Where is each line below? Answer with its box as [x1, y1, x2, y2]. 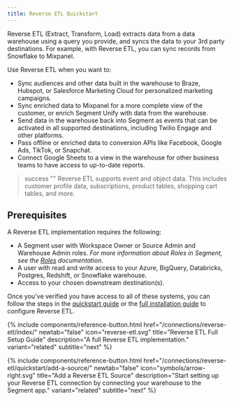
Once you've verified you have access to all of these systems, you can [7, 292, 211, 301]
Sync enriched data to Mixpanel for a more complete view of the [17, 101, 203, 109]
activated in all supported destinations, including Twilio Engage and [17, 123, 212, 132]
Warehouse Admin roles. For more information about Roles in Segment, [17, 249, 223, 258]
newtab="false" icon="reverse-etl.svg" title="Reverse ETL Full [38, 328, 219, 337]
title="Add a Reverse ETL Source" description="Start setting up [37, 372, 219, 380]
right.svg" [7, 372, 36, 380]
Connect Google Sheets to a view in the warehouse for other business [17, 153, 219, 162]
